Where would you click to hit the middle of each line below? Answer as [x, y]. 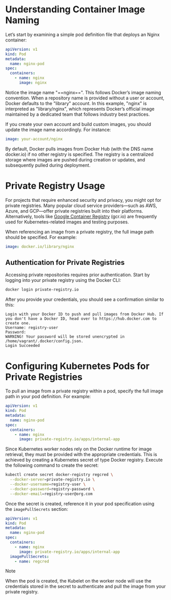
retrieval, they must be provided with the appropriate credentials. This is [81, 454]
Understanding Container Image [75, 9]
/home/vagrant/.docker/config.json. [44, 341]
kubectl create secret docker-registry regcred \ [59, 475]
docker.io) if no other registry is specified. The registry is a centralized [79, 154]
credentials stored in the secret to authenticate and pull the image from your [85, 586]
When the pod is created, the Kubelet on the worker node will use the [78, 581]
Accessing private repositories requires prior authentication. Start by [78, 275]
